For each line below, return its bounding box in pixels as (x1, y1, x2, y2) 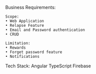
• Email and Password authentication (5, 27, 85, 32)
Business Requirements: (5, 5, 56, 10)
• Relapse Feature (5, 23, 44, 28)
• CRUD (5, 32, 19, 37)
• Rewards (5, 45, 26, 50)
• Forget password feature (5, 50, 62, 55)
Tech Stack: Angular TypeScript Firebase (5, 63, 91, 69)
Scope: (5, 14, 19, 19)
